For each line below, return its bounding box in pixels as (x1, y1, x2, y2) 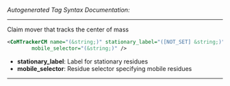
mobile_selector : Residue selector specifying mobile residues (16, 64, 192, 72)
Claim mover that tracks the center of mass (7, 25, 129, 33)
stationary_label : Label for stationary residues (16, 57, 149, 66)
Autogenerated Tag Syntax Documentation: (7, 6, 130, 14)
